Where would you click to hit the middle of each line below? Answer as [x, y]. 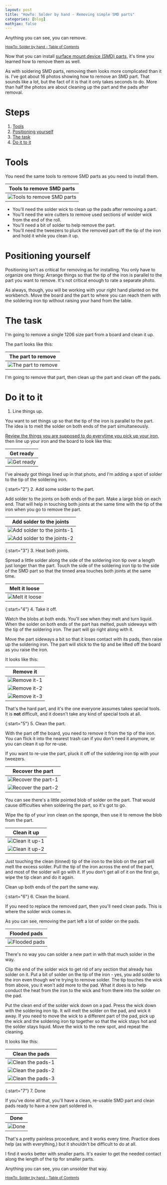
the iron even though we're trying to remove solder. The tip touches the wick [84, 980]
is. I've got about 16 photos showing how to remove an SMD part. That [77, 77]
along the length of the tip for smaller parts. [50, 1159]
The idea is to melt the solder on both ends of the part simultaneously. [77, 426]
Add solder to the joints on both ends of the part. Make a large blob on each [83, 499]
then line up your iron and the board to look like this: [59, 441]
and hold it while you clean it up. [46, 236]
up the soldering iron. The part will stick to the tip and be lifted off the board [83, 644]
